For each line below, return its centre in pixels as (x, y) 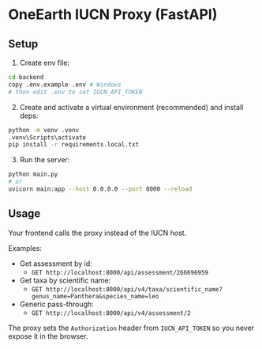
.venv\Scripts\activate (47, 137)
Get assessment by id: (56, 264)
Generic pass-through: (56, 304)
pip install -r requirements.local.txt (74, 145)
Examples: (25, 248)
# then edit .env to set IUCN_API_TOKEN (76, 92)
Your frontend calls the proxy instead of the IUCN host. (97, 233)
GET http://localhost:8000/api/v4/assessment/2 (111, 313)
